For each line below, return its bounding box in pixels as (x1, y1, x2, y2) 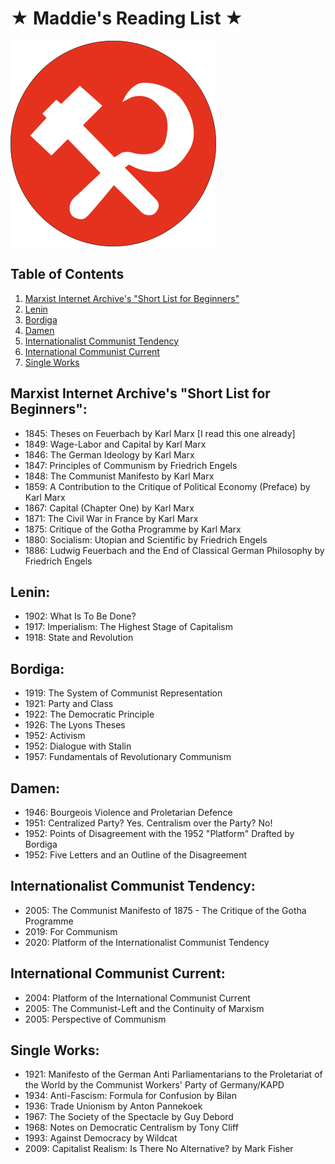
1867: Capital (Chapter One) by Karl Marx (24, 502, 195, 514)
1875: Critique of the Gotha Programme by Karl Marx (24, 523, 242, 535)
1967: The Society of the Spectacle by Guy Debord (24, 1111, 234, 1123)
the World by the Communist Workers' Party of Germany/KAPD (24, 1079, 285, 1091)
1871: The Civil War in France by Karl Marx (24, 512, 199, 524)
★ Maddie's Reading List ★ (10, 7, 244, 30)
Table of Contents (10, 266, 125, 283)
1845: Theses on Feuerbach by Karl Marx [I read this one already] (24, 427, 296, 439)
